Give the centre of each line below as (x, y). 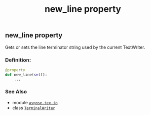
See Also (16, 92)
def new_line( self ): (26, 75)
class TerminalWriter (34, 108)
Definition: (18, 60)
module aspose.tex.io (35, 102)
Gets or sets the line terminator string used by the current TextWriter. (75, 47)
